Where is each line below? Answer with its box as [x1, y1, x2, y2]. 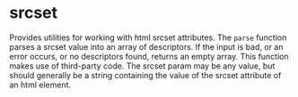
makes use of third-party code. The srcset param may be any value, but [9, 61, 276, 71]
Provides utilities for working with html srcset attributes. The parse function [9, 32, 287, 43]
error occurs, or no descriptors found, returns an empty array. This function [9, 51, 289, 61]
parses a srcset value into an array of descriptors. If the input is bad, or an [9, 41, 284, 52]
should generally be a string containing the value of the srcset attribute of [9, 69, 282, 80]
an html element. [9, 79, 72, 90]
